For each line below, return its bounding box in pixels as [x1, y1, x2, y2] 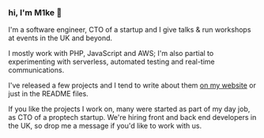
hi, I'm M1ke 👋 [8, 7, 62, 18]
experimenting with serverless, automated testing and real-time [8, 57, 215, 66]
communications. [8, 65, 65, 75]
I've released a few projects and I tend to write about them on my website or [8, 80, 257, 90]
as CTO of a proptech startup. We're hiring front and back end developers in [8, 113, 257, 122]
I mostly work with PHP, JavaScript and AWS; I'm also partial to [8, 49, 214, 58]
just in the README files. [8, 89, 89, 99]
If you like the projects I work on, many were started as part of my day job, [8, 104, 251, 114]
